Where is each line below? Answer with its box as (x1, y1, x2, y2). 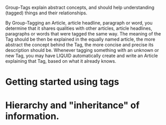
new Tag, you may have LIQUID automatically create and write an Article (5, 52, 158, 59)
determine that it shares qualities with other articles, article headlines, (5, 25, 152, 31)
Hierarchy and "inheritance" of (5, 100, 140, 111)
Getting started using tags (5, 76, 119, 88)
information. (5, 111, 59, 122)
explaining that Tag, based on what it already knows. (5, 58, 116, 64)
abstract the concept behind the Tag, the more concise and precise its (5, 42, 154, 48)
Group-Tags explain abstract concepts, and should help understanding (5, 5, 155, 10)
